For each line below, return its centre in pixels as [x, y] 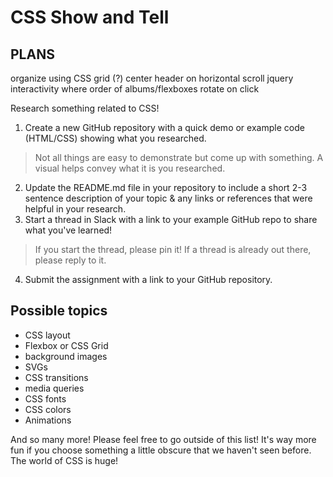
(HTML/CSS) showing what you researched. [115, 138]
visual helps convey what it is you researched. [130, 168]
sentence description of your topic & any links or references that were [168, 198]
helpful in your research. [75, 209]
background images [66, 356]
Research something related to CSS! [85, 108]
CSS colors [48, 409]
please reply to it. [70, 260]
